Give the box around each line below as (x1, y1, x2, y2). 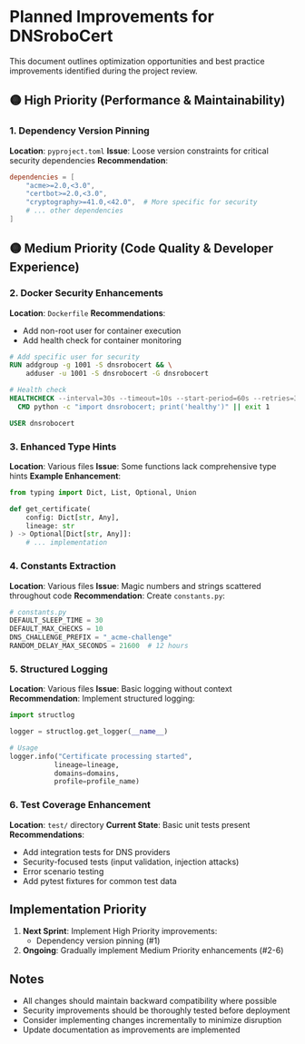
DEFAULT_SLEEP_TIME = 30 (9, 616, 103, 625)
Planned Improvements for (9, 6, 215, 27)
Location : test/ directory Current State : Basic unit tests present (9, 819, 251, 830)
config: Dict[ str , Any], (25, 513, 120, 522)
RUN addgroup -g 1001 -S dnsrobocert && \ (9, 360, 172, 369)
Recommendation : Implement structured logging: (9, 693, 195, 704)
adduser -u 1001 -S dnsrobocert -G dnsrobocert (25, 369, 209, 379)
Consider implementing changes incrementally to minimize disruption (22, 1015, 282, 1026)
